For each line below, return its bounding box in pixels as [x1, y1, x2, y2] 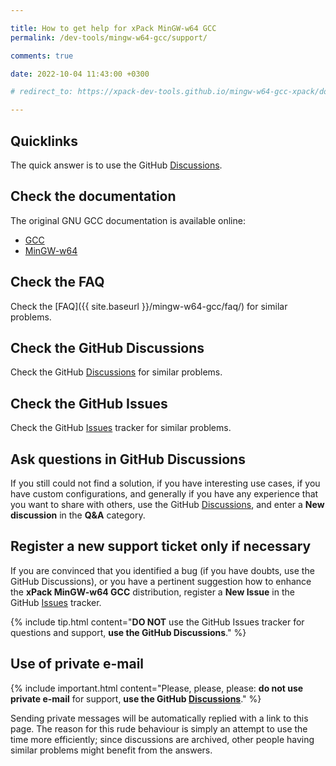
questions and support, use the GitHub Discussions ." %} [10, 626, 247, 638]
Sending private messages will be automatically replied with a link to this [10, 712, 309, 724]
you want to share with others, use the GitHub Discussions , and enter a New [10, 499, 325, 510]
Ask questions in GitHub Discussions [10, 451, 246, 468]
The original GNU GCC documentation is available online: [10, 214, 246, 226]
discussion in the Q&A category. [10, 509, 146, 521]
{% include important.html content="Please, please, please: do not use [10, 682, 304, 694]
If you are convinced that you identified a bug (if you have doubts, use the [10, 564, 315, 576]
